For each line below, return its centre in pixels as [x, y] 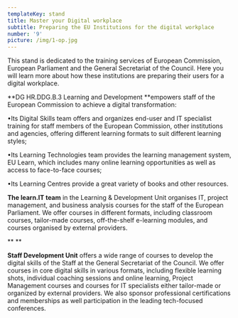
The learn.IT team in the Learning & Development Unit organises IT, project [118, 198]
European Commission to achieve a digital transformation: [92, 105]
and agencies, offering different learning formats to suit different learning [114, 134]
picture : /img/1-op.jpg [43, 41]
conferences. [27, 308]
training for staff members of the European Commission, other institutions [115, 126]
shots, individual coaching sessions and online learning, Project [100, 278]
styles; [17, 141]
